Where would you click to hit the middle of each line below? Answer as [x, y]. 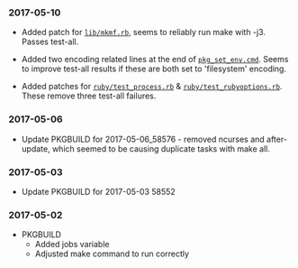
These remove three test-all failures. [89, 96]
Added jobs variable [72, 245]
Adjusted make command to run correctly [112, 254]
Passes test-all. [50, 42]
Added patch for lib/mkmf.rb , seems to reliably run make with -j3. [144, 32]
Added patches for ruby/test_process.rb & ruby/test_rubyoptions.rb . [152, 87]
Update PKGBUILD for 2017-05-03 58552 [99, 191]
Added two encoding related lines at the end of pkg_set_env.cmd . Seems [155, 60]
